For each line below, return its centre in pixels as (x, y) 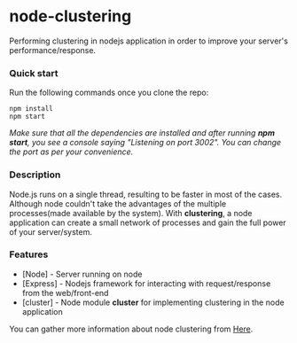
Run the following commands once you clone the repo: (109, 93)
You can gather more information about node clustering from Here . (131, 329)
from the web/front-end (65, 292)
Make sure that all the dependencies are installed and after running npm (142, 133)
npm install (31, 109)
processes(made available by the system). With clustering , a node (131, 213)
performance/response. (52, 50)
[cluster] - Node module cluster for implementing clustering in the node (153, 302)
